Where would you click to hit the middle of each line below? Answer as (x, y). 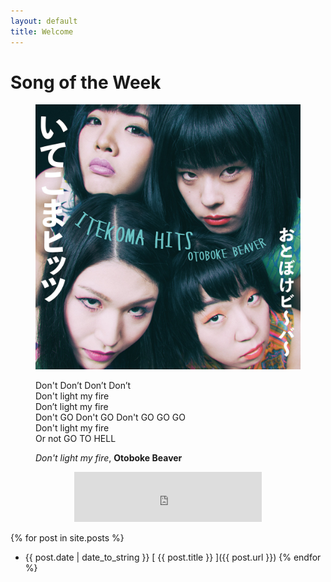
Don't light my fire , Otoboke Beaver (109, 458)
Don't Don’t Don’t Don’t (83, 386)
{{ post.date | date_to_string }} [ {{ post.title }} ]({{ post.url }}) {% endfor (173, 557)
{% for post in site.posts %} (67, 538)
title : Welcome (42, 31)
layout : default (44, 21)
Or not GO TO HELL (76, 439)
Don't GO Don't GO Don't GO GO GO (110, 417)
